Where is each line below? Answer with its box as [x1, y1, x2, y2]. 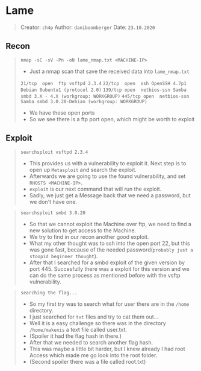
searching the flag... [20, 290, 78, 296]
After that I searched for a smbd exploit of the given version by [29, 259, 185, 266]
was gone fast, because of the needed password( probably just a [29, 246, 194, 253]
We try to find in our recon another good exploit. [29, 233, 149, 240]
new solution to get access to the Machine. [29, 227, 137, 234]
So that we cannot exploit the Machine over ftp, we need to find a [29, 220, 192, 227]
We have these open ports [29, 109, 95, 116]
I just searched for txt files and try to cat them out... [29, 313, 159, 320]
